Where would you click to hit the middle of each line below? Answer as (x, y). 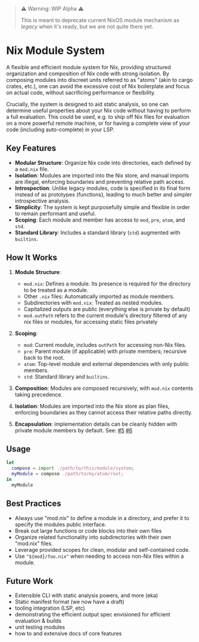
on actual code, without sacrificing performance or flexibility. (81, 93)
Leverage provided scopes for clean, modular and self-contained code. (102, 549)
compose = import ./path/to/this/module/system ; (73, 468)
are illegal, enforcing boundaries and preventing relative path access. (100, 182)
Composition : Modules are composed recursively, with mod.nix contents (104, 388)
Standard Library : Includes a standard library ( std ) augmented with (97, 232)
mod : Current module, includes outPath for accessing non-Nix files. (105, 345)
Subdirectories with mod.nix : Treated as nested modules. (93, 302)
